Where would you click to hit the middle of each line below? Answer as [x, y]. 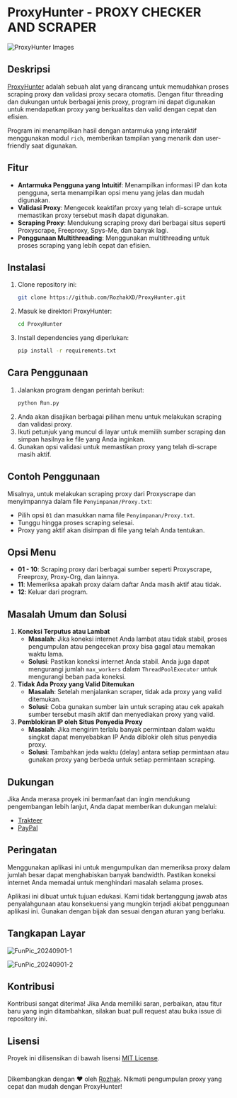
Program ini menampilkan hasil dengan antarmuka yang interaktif [102, 130]
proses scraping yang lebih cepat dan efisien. [84, 245]
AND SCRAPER [52, 27]
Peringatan [32, 850]
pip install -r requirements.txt [67, 351]
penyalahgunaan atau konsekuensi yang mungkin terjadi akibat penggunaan [118, 904]
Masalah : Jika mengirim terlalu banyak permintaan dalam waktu [122, 730]
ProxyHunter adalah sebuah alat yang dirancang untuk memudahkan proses [118, 87]
